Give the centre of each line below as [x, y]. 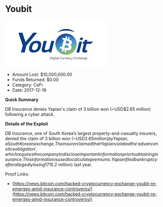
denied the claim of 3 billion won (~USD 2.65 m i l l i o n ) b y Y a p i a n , [67, 138]
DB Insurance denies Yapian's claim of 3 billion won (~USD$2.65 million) [78, 109]
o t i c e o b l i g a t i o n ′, [21, 149]
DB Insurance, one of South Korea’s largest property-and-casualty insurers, [81, 133]
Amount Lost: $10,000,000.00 [42, 74]
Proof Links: [17, 174]
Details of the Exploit [27, 124]
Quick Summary [22, 100]
